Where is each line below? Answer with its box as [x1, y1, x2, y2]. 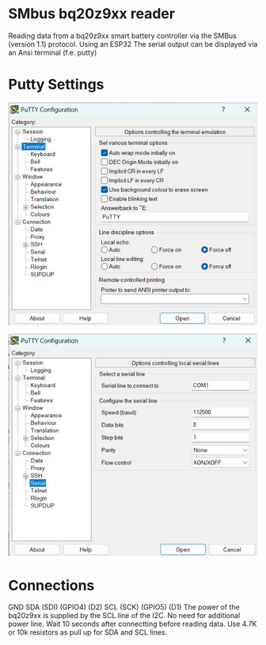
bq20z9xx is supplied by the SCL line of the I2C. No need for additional [8, 611, 241, 620]
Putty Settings [8, 76, 104, 93]
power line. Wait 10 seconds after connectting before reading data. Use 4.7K [8, 619, 257, 629]
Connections [8, 576, 95, 594]
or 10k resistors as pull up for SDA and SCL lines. [8, 628, 168, 637]
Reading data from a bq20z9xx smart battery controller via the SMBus [8, 31, 237, 40]
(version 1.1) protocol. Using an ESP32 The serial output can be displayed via [8, 39, 258, 48]
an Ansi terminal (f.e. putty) [8, 47, 97, 57]
